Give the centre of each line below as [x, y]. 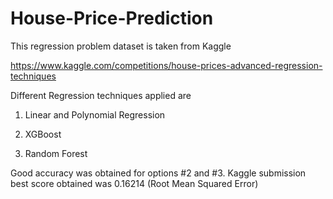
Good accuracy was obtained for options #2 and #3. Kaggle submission [158, 173]
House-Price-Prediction [112, 18]
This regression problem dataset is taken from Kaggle [121, 46]
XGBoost [43, 134]
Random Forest [56, 153]
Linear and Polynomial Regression [95, 114]
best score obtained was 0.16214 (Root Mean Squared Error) [134, 183]
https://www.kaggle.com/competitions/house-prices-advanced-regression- [166, 65]
